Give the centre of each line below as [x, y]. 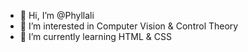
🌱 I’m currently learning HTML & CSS [95, 36]
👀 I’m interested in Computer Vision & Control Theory [129, 26]
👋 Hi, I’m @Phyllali [57, 15]
